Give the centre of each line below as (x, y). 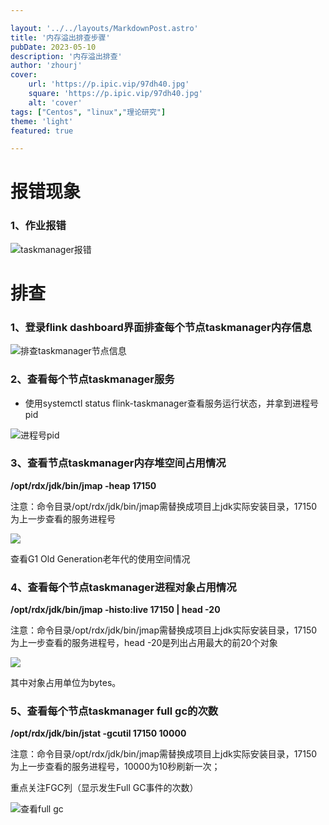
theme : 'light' (42, 121)
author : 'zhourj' (46, 66)
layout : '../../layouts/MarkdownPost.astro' (104, 28)
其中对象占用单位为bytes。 (66, 683)
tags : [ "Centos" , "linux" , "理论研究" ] (88, 112)
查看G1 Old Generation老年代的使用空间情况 (100, 558)
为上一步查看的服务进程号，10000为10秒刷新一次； (115, 767)
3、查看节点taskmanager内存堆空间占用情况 (118, 463)
